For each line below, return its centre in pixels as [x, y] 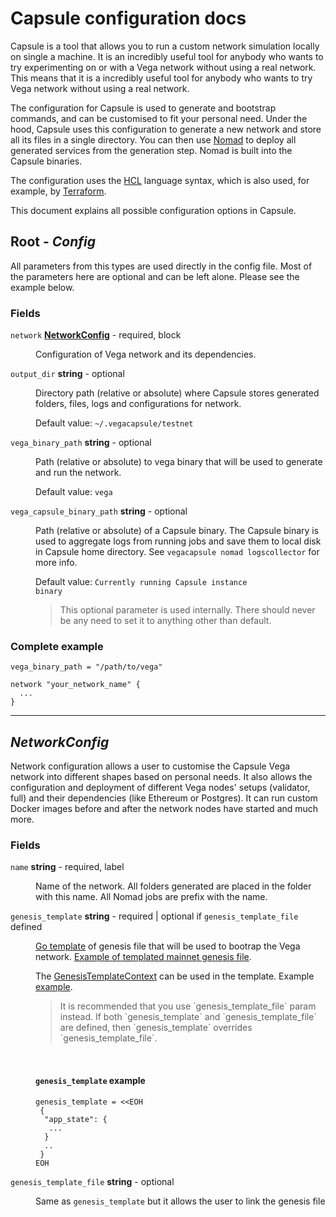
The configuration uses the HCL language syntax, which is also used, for [160, 180]
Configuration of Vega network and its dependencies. [146, 354]
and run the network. [78, 473]
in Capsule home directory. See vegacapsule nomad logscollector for [177, 552]
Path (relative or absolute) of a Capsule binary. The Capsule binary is [177, 531]
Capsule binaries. [46, 161]
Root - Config [53, 242]
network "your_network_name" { [75, 685]
